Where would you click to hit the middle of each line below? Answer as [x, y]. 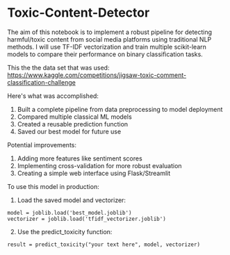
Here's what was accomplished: [53, 96]
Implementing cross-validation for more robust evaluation [99, 165]
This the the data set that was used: [58, 67]
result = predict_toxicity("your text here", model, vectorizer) [104, 245]
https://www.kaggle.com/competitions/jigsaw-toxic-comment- [97, 75]
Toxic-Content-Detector [79, 13]
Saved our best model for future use [69, 131]
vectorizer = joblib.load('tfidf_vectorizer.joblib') [87, 219]
